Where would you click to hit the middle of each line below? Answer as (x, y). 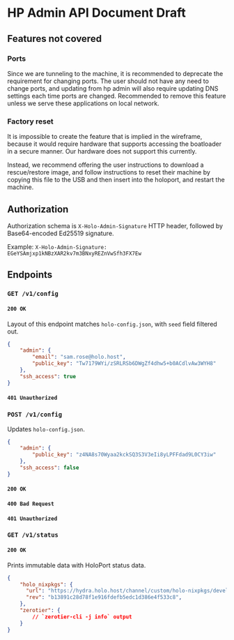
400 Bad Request (31, 504)
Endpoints (30, 275)
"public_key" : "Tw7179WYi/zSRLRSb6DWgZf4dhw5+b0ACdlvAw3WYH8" (124, 364)
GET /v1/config (33, 294)
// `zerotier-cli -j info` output (82, 617)
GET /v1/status (33, 535)
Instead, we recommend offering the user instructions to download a (106, 165)
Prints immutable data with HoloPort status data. (77, 565)
